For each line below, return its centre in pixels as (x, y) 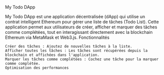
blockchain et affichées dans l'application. (52, 55)
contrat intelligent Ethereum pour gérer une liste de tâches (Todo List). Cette (82, 22)
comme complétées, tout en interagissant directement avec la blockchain (79, 32)
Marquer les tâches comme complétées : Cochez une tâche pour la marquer (82, 59)
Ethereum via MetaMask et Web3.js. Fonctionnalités (57, 37)
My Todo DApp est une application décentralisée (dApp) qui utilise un (75, 16)
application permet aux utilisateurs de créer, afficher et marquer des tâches (81, 27)
